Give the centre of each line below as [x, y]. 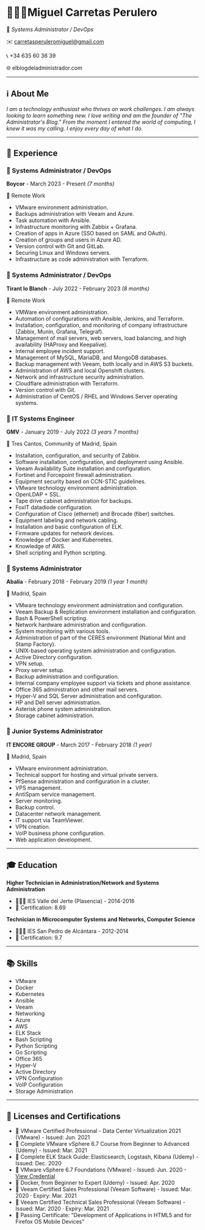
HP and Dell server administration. [58, 703]
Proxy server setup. [40, 670]
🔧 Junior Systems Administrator [55, 731]
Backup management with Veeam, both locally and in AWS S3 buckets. [104, 364]
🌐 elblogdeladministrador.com [44, 68]
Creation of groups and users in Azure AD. [68, 240]
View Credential [35, 1176]
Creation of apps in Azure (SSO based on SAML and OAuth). [91, 234]
